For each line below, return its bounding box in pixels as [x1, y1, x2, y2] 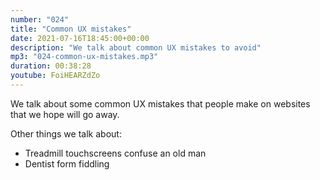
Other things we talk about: [10, 127, 122, 140]
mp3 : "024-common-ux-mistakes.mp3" [10, 52, 159, 62]
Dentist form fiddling [24, 157, 110, 170]
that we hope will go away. [10, 108, 120, 120]
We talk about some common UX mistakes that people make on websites [10, 97, 311, 110]
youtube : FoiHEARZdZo [10, 71, 101, 81]
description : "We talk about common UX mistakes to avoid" [10, 42, 262, 53]
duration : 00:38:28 [10, 61, 92, 71]
